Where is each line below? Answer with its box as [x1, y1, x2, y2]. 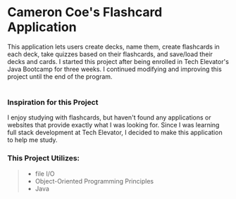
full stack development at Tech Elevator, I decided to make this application [7, 128, 223, 137]
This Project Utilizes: [7, 153, 80, 163]
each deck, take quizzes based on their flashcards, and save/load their [7, 50, 213, 58]
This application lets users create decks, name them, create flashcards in [7, 42, 220, 51]
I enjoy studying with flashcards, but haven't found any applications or [7, 113, 211, 122]
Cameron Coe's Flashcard [7, 4, 163, 20]
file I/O [35, 169, 55, 178]
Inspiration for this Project [7, 97, 99, 107]
